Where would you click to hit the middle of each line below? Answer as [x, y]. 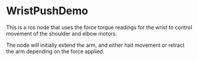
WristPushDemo [47, 11]
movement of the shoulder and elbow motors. [61, 33]
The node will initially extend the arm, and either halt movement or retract [95, 45]
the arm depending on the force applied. [55, 51]
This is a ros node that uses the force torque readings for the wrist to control [99, 27]
